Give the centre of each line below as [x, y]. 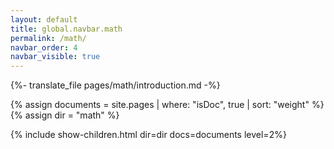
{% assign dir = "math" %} [65, 115]
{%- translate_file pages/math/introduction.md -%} [115, 85]
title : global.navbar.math [66, 29]
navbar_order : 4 [44, 47]
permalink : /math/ [48, 38]
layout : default [44, 19]
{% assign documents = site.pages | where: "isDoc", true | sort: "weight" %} [167, 105]
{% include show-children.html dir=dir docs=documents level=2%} [148, 135]
